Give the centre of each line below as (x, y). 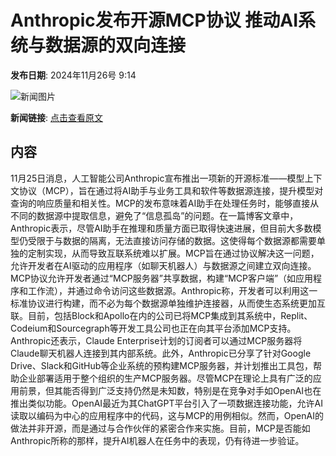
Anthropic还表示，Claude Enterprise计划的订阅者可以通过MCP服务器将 (156, 340)
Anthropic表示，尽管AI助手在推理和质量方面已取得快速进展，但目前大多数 (161, 228)
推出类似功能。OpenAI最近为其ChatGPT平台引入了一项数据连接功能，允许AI (166, 403)
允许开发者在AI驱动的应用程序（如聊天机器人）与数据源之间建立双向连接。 (163, 265)
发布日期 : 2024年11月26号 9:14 (73, 75)
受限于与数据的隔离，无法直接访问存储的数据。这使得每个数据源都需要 (172, 240)
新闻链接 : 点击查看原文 (56, 117)
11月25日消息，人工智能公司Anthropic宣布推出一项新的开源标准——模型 (157, 178)
